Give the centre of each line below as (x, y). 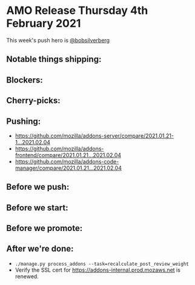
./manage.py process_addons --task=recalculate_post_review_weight (102, 264)
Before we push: (38, 187)
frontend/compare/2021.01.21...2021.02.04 (68, 155)
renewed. (27, 276)
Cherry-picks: (33, 101)
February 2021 (44, 23)
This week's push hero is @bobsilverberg (58, 40)
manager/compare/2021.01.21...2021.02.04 (68, 168)
